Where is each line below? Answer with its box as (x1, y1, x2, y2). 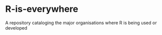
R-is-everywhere (5, 3, 78, 15)
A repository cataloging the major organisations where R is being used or (5, 20, 157, 26)
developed (5, 25, 28, 31)
